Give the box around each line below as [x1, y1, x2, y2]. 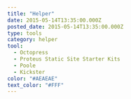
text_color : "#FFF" [7, 82, 64, 89]
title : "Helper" [7, 10, 55, 17]
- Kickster [13, 68, 46, 75]
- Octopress [13, 49, 49, 56]
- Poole [13, 62, 36, 69]
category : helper [7, 36, 58, 43]
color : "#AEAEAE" [7, 75, 58, 82]
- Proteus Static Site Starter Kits [13, 56, 120, 63]
